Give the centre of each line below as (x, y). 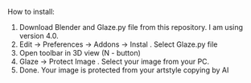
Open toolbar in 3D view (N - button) (80, 53)
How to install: (31, 12)
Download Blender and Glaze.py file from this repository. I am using (131, 27)
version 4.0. (39, 36)
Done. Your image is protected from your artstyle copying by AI (124, 70)
